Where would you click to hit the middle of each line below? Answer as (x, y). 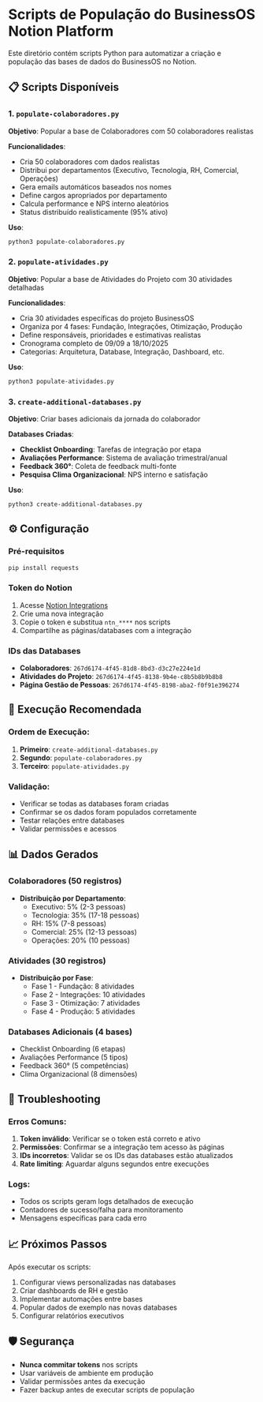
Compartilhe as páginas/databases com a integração (105, 630)
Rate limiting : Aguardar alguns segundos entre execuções (114, 1164)
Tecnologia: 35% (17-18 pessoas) (85, 915)
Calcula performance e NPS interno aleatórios (94, 204)
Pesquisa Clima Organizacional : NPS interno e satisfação (114, 474)
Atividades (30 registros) (57, 961)
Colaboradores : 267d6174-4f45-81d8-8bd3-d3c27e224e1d (110, 668)
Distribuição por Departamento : (72, 898)
